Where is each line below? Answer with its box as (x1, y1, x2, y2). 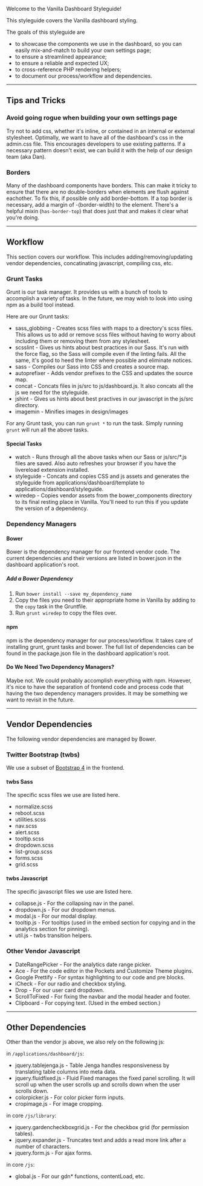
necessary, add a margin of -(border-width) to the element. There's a (6, 201, 179, 208)
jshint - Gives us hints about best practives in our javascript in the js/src (14, 395, 193, 402)
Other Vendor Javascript (6, 947, 80, 955)
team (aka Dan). (6, 153, 47, 160)
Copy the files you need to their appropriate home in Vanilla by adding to (14, 596, 196, 604)
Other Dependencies (6, 1022, 86, 1033)
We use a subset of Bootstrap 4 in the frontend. (6, 764, 125, 771)
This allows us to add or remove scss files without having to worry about (14, 331, 196, 338)
